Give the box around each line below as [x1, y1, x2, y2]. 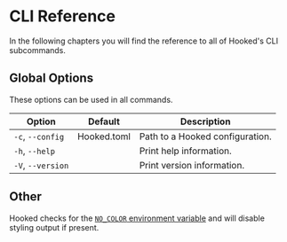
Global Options [9, 71, 94, 86]
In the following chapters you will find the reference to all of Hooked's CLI [9, 35, 278, 46]
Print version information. [139, 159, 245, 171]
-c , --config [13, 130, 65, 143]
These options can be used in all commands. [9, 94, 173, 105]
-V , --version [13, 159, 69, 171]
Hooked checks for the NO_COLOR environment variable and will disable [9, 213, 265, 223]
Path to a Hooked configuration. [139, 130, 273, 143]
